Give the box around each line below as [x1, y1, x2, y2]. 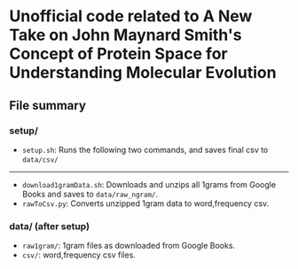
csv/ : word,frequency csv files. [21, 250, 136, 260]
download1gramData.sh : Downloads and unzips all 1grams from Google [21, 179, 277, 189]
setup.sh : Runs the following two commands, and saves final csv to [21, 144, 269, 155]
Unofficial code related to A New [9, 6, 253, 27]
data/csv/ [21, 155, 59, 165]
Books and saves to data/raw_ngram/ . [21, 188, 158, 199]
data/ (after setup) [9, 219, 90, 232]
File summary [9, 97, 87, 112]
